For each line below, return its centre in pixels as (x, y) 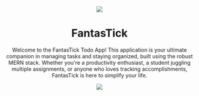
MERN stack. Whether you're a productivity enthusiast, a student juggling (99, 62)
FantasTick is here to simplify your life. (99, 75)
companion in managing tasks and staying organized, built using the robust (99, 56)
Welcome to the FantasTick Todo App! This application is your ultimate (99, 50)
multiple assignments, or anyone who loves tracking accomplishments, (99, 69)
